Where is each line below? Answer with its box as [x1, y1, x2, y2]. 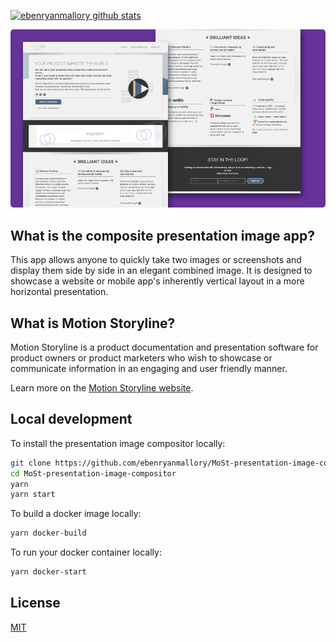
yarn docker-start [10, 567, 87, 577]
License [10, 595, 61, 612]
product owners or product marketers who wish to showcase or [10, 352, 273, 364]
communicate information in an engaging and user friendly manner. [10, 363, 288, 374]
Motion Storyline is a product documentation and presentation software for [10, 341, 319, 353]
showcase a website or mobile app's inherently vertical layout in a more [10, 275, 305, 287]
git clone [10, 458, 52, 468]
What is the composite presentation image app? [10, 227, 316, 244]
